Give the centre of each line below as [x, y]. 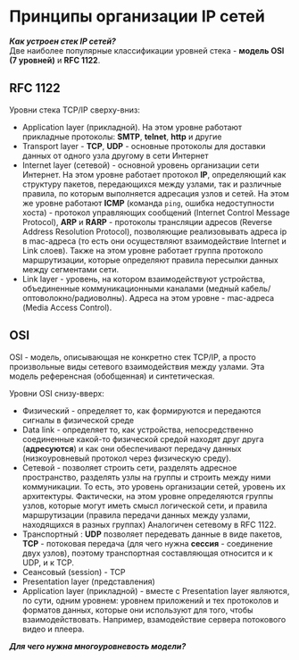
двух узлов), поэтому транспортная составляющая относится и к [148, 553]
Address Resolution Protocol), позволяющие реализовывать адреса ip [154, 231]
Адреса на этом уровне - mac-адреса [202, 297]
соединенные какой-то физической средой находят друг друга [143, 439]
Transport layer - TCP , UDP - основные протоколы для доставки [144, 146]
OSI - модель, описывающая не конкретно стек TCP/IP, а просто [133, 357]
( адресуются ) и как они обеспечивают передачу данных [132, 448]
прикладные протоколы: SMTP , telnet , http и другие [122, 137]
